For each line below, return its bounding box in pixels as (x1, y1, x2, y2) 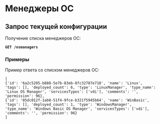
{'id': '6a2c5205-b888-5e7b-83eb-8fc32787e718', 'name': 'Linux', (5, 81, 143, 86)
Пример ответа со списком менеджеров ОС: (5, 67, 100, 73)
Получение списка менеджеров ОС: (5, 35, 81, 41)
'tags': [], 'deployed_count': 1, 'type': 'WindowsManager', (5, 102, 132, 107)
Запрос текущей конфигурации (5, 22, 107, 31)
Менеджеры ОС (5, 3, 74, 14)
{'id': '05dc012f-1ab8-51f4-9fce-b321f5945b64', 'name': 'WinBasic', (5, 98, 150, 103)
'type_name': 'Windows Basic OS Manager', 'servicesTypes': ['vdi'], (5, 106, 150, 111)
